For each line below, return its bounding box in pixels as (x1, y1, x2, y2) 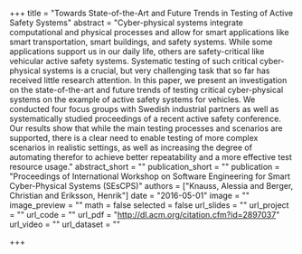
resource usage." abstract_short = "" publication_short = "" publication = (9, 162, 280, 172)
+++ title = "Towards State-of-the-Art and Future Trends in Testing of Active (9, 8, 294, 18)
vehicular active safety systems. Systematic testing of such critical (9, 56, 258, 66)
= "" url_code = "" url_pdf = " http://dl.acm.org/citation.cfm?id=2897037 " (9, 210, 280, 220)
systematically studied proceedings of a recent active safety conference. (9, 113, 282, 124)
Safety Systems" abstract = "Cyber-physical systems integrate (9, 17, 244, 28)
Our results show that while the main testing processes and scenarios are (9, 123, 283, 134)
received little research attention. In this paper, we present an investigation (9, 75, 288, 85)
